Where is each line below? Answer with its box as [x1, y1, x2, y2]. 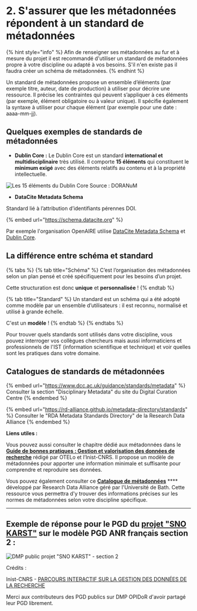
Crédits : [6, 565, 27, 572]
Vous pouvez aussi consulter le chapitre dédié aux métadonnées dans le [6, 441, 181, 448]
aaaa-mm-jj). [6, 110, 38, 117]
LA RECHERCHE [6, 582, 46, 589]
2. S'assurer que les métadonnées [6, 4, 176, 18]
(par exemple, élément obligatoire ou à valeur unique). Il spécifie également [6, 97, 189, 104]
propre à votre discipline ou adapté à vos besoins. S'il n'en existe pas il [6, 61, 178, 68]
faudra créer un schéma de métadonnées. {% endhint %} [6, 67, 145, 74]
